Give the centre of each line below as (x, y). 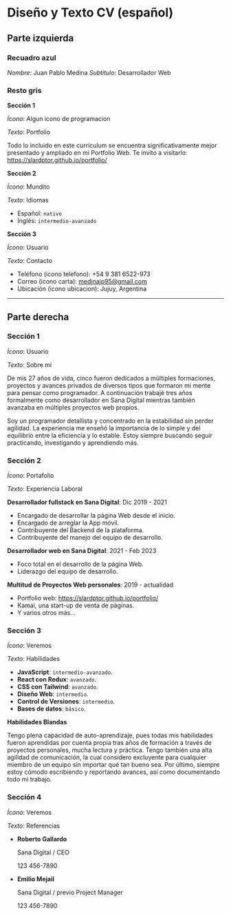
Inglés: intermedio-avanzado (57, 221)
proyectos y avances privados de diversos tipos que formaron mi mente (109, 385)
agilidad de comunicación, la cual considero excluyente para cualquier (107, 757)
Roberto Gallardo (42, 839)
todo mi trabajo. (30, 779)
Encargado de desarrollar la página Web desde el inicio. (96, 516)
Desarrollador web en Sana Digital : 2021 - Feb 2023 (82, 551)
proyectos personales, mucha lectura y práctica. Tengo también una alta (110, 750)
